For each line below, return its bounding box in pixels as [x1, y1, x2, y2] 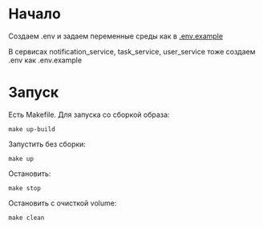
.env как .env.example [8, 55, 83, 65]
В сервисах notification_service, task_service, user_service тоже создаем [8, 46, 256, 56]
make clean [8, 214, 45, 222]
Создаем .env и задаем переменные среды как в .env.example [8, 31, 223, 41]
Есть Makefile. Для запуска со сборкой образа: [8, 110, 170, 119]
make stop [8, 184, 42, 192]
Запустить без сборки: [8, 139, 87, 149]
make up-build [8, 125, 56, 133]
